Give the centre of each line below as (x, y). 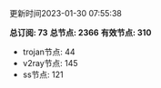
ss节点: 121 (43, 74)
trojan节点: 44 (49, 52)
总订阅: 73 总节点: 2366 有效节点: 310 (80, 33)
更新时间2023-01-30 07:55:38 (66, 13)
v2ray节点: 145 (50, 63)
